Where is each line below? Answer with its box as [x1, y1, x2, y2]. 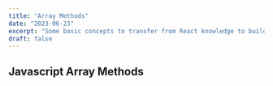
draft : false [8, 34, 53, 43]
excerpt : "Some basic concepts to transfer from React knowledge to [8, 27, 245, 35]
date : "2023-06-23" [8, 19, 75, 28]
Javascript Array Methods [8, 64, 144, 78]
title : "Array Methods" [8, 11, 89, 20]
